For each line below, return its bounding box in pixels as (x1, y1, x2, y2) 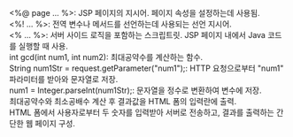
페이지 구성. (35, 118, 75, 128)
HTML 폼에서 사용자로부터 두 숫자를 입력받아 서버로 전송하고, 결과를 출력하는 (9, 107, 274, 118)
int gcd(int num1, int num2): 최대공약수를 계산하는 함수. (9, 52, 204, 62)
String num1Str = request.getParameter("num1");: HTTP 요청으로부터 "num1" (9, 63, 284, 73)
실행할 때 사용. (18, 41, 69, 51)
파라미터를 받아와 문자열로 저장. (9, 74, 119, 84)
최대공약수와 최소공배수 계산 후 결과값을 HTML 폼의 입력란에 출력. (9, 96, 237, 106)
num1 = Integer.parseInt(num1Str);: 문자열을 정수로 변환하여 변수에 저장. (9, 85, 262, 95)
